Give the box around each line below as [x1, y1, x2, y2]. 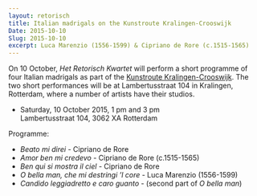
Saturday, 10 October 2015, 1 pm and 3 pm [19, 105, 161, 115]
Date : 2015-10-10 [8, 27, 67, 35]
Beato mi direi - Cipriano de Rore [19, 145, 129, 154]
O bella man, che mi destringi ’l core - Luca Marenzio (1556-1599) [19, 170, 239, 180]
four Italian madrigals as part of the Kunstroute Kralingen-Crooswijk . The [8, 72, 249, 82]
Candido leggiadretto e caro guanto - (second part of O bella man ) [19, 178, 243, 189]
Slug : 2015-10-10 [8, 34, 67, 43]
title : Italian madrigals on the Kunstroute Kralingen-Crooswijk [8, 19, 231, 27]
